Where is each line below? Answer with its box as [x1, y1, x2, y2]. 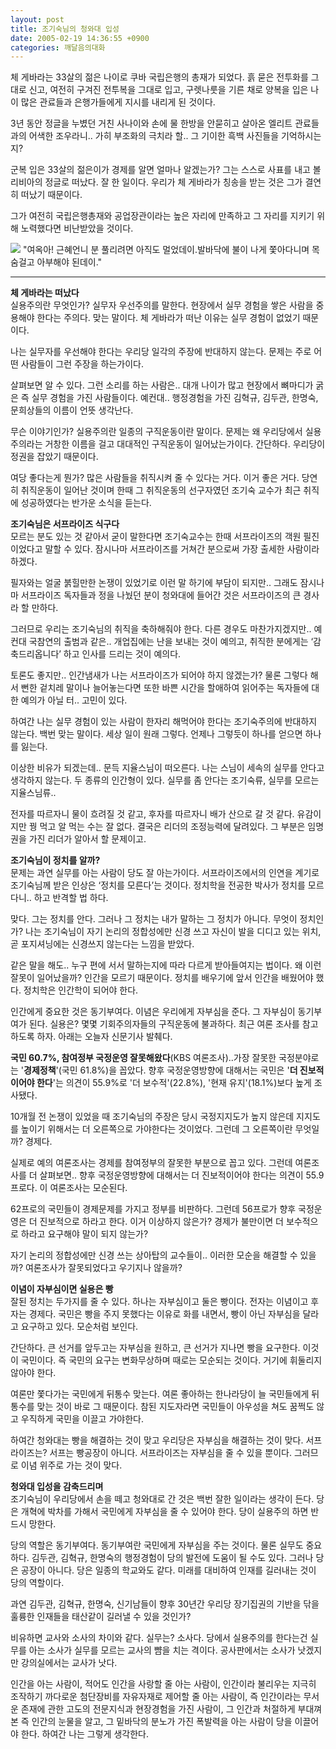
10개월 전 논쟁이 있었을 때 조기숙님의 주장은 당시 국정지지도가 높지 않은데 [10, 1111, 295, 1123]
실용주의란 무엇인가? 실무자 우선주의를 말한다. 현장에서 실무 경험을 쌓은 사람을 [10, 299, 314, 311]
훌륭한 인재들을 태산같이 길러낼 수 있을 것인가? [10, 1611, 192, 1623]
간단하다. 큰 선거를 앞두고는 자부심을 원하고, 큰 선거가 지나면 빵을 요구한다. [10, 1342, 301, 1354]
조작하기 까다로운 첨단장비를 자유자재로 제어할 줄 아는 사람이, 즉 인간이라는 [10, 1691, 302, 1703]
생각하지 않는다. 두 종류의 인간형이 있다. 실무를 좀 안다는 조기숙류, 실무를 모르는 [10, 774, 320, 786]
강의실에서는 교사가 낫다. [20, 1657, 118, 1669]
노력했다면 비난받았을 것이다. [20, 222, 134, 235]
